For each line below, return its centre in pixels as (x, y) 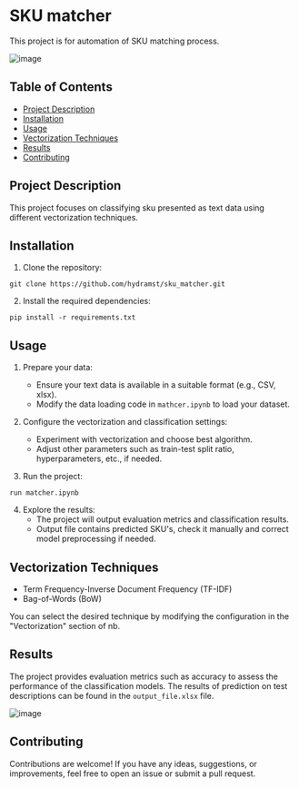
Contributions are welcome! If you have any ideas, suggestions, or (133, 763)
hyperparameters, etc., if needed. (99, 458)
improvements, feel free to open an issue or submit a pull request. (133, 773)
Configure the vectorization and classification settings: (125, 422)
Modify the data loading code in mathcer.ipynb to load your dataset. (163, 404)
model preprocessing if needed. (96, 539)
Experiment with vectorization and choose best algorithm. (144, 439)
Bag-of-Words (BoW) (62, 599)
